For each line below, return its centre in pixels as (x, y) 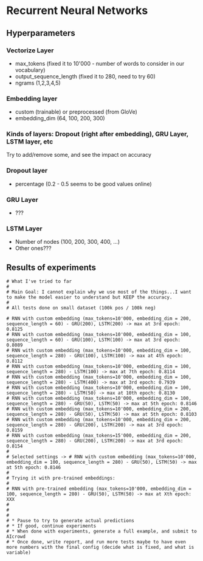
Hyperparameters (41, 33)
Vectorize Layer (30, 50)
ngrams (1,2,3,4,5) (38, 83)
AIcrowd (16, 537)
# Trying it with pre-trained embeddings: (61, 478)
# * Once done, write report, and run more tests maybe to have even (96, 542)
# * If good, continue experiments (51, 526)
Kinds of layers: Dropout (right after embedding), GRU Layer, (97, 134)
